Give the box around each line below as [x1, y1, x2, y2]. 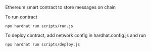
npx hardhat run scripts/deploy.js [5, 42, 80, 47]
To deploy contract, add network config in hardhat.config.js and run [5, 32, 146, 38]
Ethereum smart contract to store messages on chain [5, 4, 116, 10]
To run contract [5, 14, 37, 19]
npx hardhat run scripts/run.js [5, 23, 73, 28]
